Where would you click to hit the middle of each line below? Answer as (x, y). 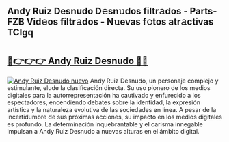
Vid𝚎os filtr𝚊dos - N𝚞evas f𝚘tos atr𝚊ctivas (120, 22)
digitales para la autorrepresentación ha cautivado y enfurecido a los (104, 95)
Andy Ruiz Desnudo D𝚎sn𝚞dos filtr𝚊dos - (97, 11)
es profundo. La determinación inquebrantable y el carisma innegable (105, 124)
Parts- (203, 11)
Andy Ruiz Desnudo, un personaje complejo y (154, 81)
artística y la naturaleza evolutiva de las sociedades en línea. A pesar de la (112, 110)
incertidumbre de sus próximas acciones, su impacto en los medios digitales (114, 117)
